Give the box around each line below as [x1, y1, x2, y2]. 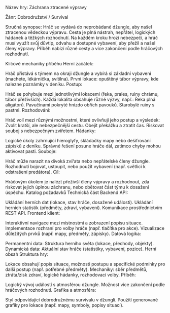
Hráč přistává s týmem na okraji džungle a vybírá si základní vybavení [5, 70, 151, 76]
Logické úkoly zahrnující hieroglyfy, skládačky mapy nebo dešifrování [5, 138, 151, 143]
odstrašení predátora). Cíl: [5, 169, 60, 175]
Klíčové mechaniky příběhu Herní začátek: [5, 61, 94, 66]
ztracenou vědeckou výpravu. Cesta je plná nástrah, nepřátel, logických [5, 29, 156, 35]
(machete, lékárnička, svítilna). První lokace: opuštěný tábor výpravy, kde [5, 76, 159, 82]
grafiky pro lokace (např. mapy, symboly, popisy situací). [5, 302, 124, 308]
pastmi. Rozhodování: [5, 107, 51, 113]
